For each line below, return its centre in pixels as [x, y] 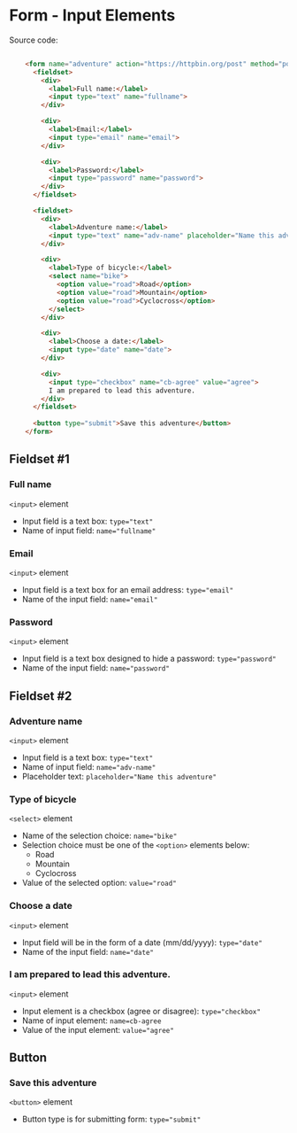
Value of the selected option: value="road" [99, 883]
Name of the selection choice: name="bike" [99, 836]
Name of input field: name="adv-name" [89, 766]
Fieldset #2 [41, 696]
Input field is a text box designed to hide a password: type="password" [149, 659]
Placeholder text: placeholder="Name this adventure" [119, 776]
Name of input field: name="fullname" [89, 530]
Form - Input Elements [92, 16]
